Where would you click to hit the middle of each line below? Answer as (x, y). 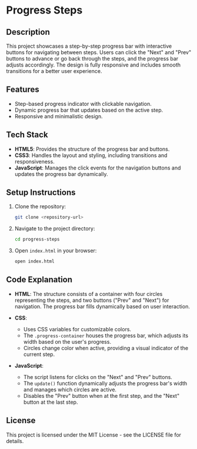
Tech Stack (27, 135)
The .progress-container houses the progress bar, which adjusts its (106, 335)
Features (23, 90)
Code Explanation (39, 280)
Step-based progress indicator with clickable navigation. (83, 104)
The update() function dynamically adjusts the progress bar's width (105, 383)
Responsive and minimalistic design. (59, 116)
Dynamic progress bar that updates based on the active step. (89, 110)
